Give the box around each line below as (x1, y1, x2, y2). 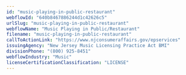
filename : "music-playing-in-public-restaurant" (6, 31, 132, 37)
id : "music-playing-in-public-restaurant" (6, 8, 115, 15)
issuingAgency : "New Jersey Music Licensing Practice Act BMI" (6, 43, 170, 49)
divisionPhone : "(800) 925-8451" (6, 48, 91, 54)
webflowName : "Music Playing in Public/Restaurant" (6, 25, 140, 32)
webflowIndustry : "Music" (6, 54, 72, 60)
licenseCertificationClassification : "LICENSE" (6, 59, 129, 65)
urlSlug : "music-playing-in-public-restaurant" (6, 20, 129, 26)
